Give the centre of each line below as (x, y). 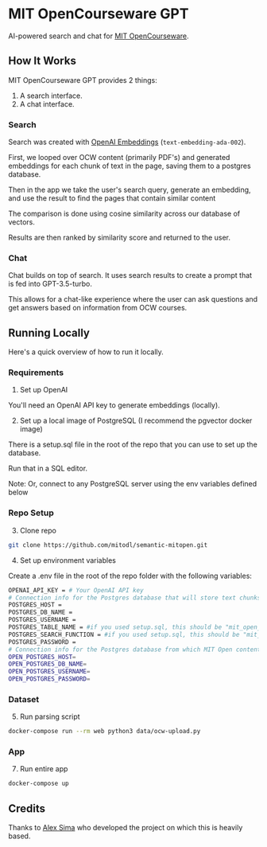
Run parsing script (50, 716)
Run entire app (44, 769)
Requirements (36, 373)
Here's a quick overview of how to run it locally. (86, 352)
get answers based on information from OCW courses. (98, 308)
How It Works (43, 61)
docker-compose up (39, 784)
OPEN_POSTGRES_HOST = (43, 657)
